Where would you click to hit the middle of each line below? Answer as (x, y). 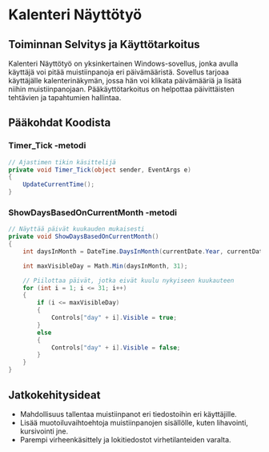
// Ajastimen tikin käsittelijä (62, 162)
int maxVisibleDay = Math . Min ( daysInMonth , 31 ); (105, 266)
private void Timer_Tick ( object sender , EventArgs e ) (100, 170)
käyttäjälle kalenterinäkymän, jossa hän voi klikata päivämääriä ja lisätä (125, 81)
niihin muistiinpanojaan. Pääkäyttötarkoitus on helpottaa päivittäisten (121, 89)
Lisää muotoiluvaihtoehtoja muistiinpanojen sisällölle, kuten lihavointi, (134, 422)
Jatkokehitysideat (54, 395)
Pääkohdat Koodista (60, 123)
